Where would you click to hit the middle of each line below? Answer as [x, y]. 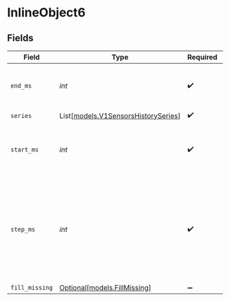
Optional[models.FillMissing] [105, 288]
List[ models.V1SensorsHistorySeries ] [120, 116]
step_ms [23, 229]
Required [202, 57]
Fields [21, 38]
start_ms [25, 150]
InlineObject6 [46, 13]
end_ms [21, 86]
